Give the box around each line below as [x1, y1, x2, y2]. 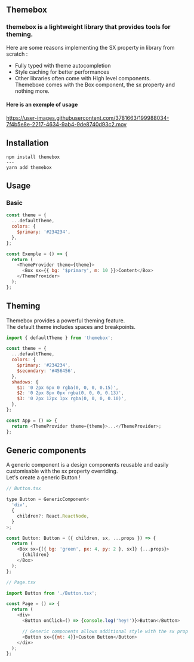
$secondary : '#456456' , [17, 368, 76, 374]
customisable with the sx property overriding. [6, 467, 118, 475]
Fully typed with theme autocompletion [14, 62, 111, 69]
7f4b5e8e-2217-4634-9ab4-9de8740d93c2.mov [6, 120, 127, 128]
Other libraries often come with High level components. [14, 74, 151, 81]
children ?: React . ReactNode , [17, 513, 90, 519]
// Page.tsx [6, 579, 36, 585]
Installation [6, 138, 49, 149]
